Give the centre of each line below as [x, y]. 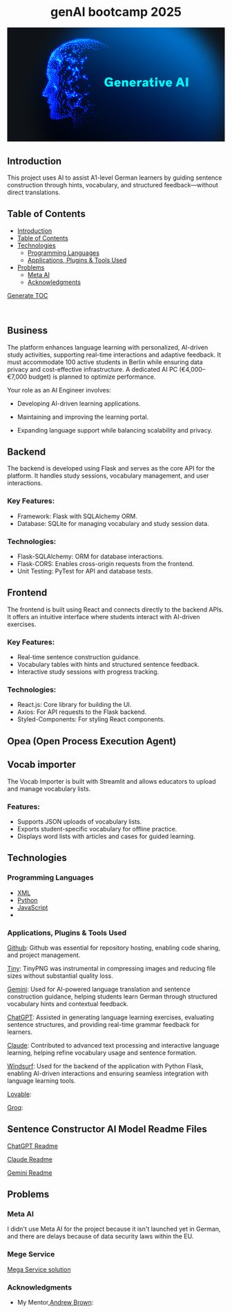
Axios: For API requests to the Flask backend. [82, 712]
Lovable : [19, 1094]
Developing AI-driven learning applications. [79, 403]
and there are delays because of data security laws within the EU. [100, 1236]
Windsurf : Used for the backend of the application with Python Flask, [105, 1066]
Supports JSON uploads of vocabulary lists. [79, 821]
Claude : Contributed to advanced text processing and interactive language [113, 1045]
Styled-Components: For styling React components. [91, 719]
